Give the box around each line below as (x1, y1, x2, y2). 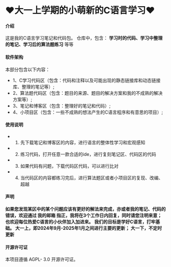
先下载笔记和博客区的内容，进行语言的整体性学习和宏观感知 (20, 139, 146, 145)
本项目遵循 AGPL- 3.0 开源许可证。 (5, 256, 78, 262)
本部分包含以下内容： (5, 66, 50, 72)
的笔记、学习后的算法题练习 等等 (5, 41, 74, 47)
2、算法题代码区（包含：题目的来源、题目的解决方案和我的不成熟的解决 (12, 90, 163, 96)
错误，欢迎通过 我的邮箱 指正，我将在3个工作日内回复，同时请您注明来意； (5, 212, 162, 218)
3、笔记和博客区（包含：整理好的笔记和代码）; (12, 102, 111, 109)
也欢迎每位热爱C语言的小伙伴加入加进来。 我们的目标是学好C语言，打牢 (5, 219, 156, 225)
